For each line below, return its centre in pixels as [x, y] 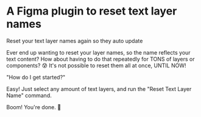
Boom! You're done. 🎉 [34, 107]
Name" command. [29, 95]
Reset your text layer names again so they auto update [75, 41]
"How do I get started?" [36, 77]
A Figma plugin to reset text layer [92, 11]
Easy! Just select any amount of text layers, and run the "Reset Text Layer [99, 89]
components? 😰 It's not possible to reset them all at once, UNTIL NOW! [96, 65]
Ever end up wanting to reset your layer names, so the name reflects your [98, 52]
